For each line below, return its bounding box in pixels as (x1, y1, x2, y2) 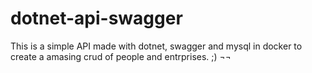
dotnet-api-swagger (10, 7, 183, 30)
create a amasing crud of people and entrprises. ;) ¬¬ (10, 50, 232, 62)
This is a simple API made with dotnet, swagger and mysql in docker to (10, 40, 303, 52)
